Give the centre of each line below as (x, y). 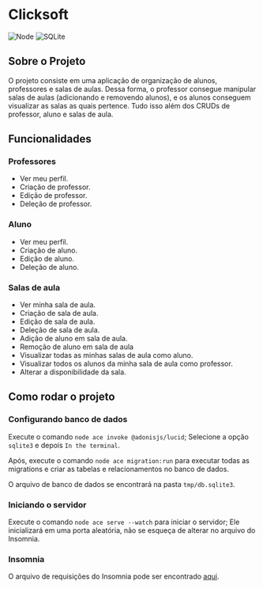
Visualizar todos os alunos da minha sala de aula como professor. (126, 364)
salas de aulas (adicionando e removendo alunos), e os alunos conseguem (130, 97)
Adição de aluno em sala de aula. (73, 339)
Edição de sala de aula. (57, 321)
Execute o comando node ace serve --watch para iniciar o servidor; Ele (124, 522)
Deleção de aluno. (49, 267)
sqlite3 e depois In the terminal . (64, 445)
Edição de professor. (53, 196)
